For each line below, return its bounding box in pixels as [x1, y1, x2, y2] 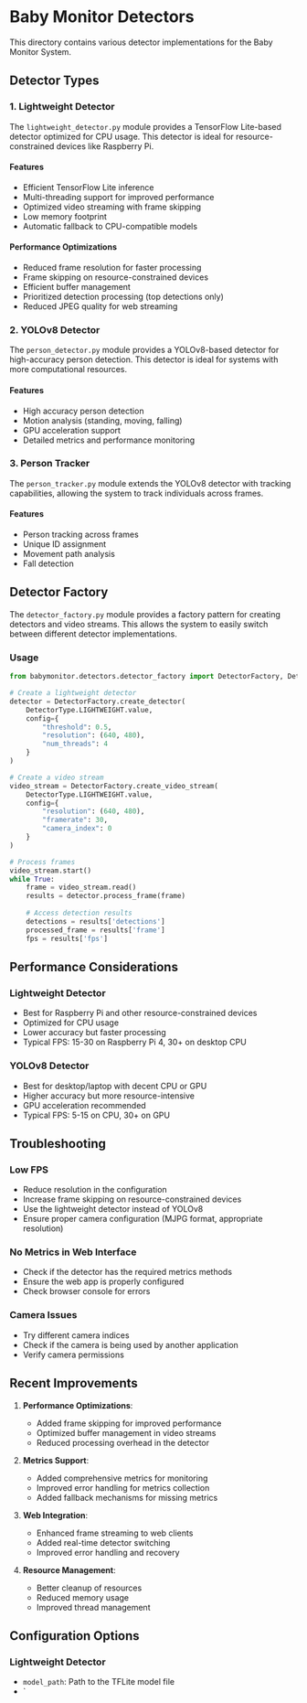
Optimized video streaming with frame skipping [22, 201, 202, 212]
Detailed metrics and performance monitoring [22, 434, 195, 445]
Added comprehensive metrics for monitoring [36, 1473, 208, 1483]
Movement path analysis [22, 549, 116, 560]
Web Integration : [22, 1509, 89, 1520]
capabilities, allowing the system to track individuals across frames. [9, 487, 264, 498]
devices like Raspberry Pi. [56, 140, 154, 152]
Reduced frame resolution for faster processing [22, 262, 202, 273]
